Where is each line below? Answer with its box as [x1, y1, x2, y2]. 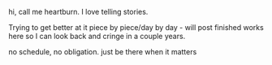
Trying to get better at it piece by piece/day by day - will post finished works [8, 23, 264, 32]
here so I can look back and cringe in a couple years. [8, 32, 186, 41]
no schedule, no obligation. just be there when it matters [8, 47, 197, 56]
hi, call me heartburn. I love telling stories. [8, 7, 149, 16]
